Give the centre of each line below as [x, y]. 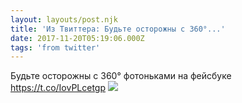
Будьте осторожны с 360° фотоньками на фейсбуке [121, 76]
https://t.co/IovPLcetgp [58, 88]
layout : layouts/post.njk [64, 19]
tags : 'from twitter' [55, 47]
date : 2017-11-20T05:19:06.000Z [77, 38]
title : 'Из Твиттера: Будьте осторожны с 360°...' [118, 29]
